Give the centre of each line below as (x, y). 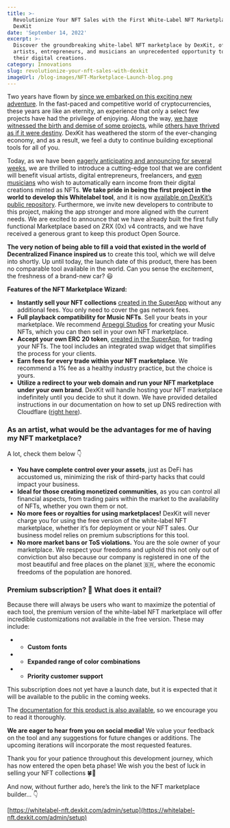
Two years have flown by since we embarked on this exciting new (100, 97)
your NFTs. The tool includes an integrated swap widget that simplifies (116, 346)
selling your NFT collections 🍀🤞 (52, 772)
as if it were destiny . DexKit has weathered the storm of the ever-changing (112, 133)
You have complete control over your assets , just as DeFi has (105, 470)
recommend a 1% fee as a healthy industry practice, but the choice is (115, 368)
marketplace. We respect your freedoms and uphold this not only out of (118, 550)
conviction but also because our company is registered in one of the (113, 557)
